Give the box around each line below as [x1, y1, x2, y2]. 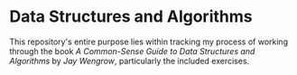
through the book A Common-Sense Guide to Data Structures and [9, 45, 255, 56]
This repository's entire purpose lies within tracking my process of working [9, 36, 289, 47]
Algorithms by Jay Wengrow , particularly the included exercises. [9, 55, 250, 66]
